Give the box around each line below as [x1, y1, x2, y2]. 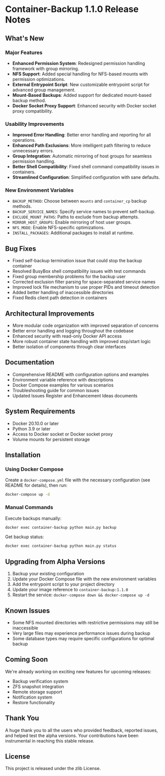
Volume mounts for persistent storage [12, 436, 90, 442]
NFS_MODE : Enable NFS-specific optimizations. [12, 225, 105, 231]
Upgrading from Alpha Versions [5, 557, 105, 566]
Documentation [5, 358, 55, 367]
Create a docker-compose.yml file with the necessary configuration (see [5, 477, 151, 483]
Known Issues [5, 606, 50, 615]
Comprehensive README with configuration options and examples [12, 371, 149, 378]
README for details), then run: [5, 482, 68, 488]
